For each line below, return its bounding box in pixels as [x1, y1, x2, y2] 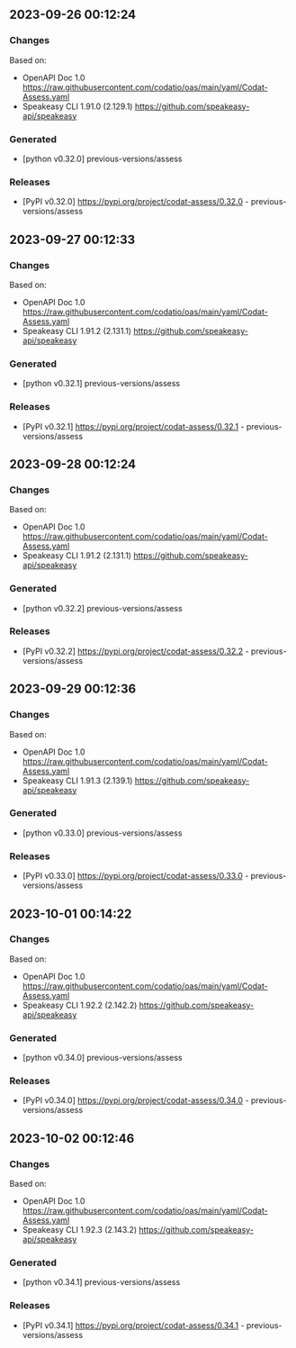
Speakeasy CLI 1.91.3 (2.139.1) [22, 774, 133, 786]
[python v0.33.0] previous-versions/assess [22, 828, 183, 838]
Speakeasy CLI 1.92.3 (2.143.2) [22, 1225, 138, 1235]
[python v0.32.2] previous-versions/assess [22, 602, 183, 613]
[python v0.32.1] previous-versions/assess [22, 378, 181, 389]
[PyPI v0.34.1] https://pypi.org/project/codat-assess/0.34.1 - [22, 1319, 245, 1331]
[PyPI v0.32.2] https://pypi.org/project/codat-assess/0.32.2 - [22, 646, 249, 656]
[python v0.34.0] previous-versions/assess [22, 1053, 183, 1063]
